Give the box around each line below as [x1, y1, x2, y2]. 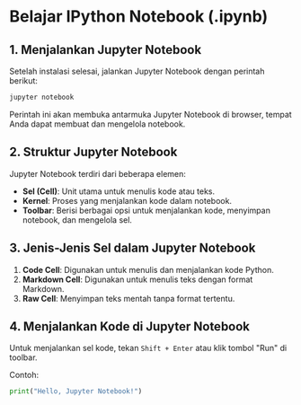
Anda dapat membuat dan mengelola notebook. [9, 119, 186, 129]
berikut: [9, 75, 39, 86]
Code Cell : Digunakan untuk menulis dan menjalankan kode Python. [22, 264, 274, 275]
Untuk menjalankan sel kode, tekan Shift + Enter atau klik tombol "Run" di [9, 343, 288, 354]
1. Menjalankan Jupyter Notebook [9, 42, 202, 57]
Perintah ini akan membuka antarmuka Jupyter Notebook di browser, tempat [9, 109, 292, 119]
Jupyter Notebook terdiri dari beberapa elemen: [9, 168, 187, 179]
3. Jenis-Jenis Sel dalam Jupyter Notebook [9, 241, 256, 256]
